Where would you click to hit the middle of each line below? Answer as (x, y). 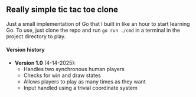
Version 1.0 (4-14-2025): (45, 63)
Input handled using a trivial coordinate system (80, 88)
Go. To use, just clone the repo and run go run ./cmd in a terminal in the (93, 30)
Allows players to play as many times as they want (84, 82)
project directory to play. (36, 36)
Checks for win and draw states (62, 75)
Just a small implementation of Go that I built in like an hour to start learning (98, 24)
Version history (26, 50)
